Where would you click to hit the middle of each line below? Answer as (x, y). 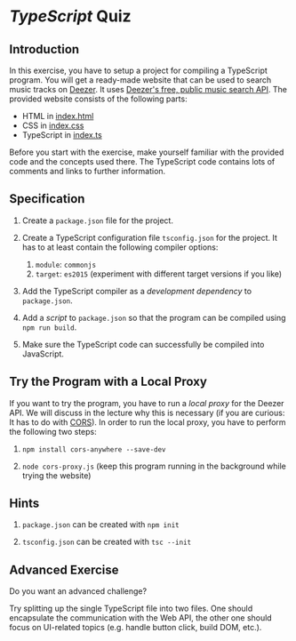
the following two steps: (53, 431)
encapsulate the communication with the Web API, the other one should (141, 618)
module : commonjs (65, 264)
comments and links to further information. (88, 171)
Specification (47, 199)
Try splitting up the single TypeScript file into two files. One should (131, 609)
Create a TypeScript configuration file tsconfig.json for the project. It (150, 237)
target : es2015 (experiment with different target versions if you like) (159, 274)
